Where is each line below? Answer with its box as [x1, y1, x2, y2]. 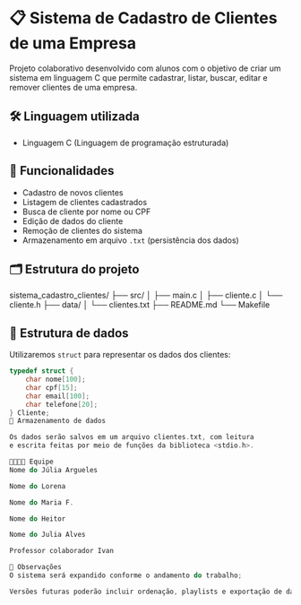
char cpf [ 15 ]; [25, 383, 78, 392]
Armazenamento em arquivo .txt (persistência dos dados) [21, 235, 239, 246]
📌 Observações [9, 563, 63, 572]
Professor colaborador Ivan [9, 547, 115, 556]
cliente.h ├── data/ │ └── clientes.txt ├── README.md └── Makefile [9, 299, 271, 310]
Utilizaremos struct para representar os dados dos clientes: [9, 350, 231, 360]
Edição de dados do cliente [21, 215, 124, 226]
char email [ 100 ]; [25, 392, 90, 401]
